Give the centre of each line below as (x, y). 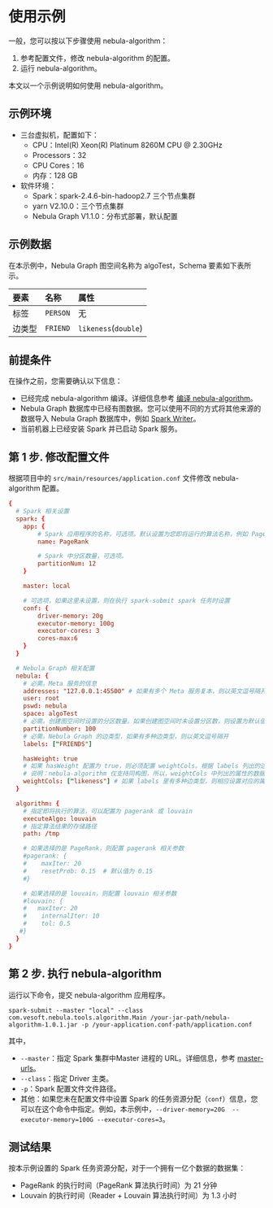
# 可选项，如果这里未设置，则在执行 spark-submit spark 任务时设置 (126, 600)
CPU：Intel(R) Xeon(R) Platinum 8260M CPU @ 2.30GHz (127, 145)
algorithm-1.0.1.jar (43, 1025)
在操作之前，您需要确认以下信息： (65, 381)
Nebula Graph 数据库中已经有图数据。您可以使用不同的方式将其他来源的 (141, 408)
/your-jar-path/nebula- (190, 1018)
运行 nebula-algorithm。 (61, 68)
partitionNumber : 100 (59, 729)
